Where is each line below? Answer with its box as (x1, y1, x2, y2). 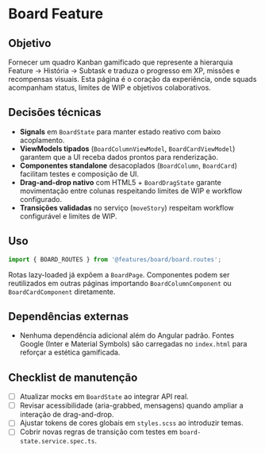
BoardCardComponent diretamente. (8, 287, 116, 296)
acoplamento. (19, 135, 65, 145)
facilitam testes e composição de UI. (19, 168, 140, 179)
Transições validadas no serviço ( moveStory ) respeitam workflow (19, 203, 234, 212)
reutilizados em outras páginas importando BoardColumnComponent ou (8, 278, 232, 288)
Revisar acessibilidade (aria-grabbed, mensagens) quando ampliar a (19, 401, 244, 410)
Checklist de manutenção (8, 370, 138, 384)
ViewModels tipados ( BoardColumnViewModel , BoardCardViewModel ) (19, 144, 236, 153)
